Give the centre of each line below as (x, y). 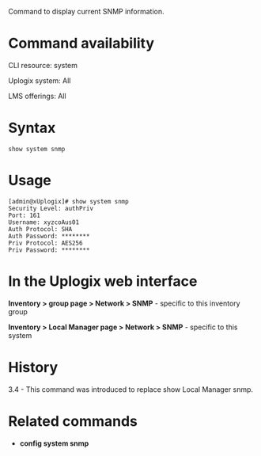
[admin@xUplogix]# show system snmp (68, 201)
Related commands (73, 421)
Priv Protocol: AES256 (45, 243)
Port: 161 (25, 215)
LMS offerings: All (37, 96)
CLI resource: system (43, 65)
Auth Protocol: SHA (40, 229)
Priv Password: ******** (49, 250)
